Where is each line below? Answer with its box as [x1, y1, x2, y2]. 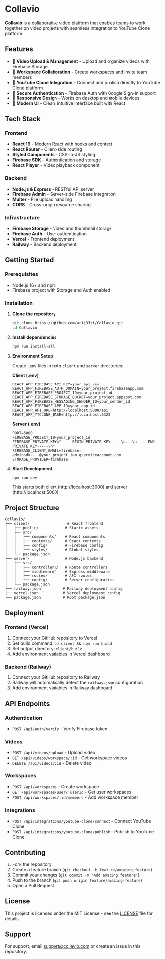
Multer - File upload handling [12, 196, 72, 202]
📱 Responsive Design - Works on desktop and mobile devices [12, 95, 140, 101]
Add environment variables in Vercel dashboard [12, 651, 110, 657]
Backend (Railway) [5, 663, 51, 670]
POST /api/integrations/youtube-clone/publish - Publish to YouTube [12, 828, 154, 834]
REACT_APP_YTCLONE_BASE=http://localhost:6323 [12, 412, 110, 417]
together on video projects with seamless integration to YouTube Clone [5, 25, 150, 31]
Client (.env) [12, 372, 39, 378]
